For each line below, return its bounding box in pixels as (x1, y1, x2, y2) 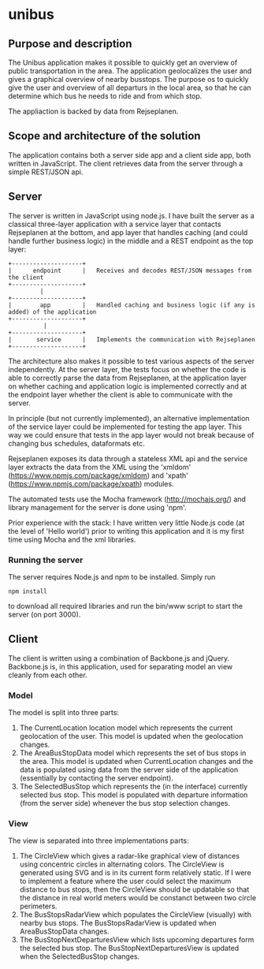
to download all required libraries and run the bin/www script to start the (8, 601, 243, 610)
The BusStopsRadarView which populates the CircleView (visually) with (19, 910, 252, 919)
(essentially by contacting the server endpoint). (19, 773, 173, 783)
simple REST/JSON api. (8, 167, 84, 177)
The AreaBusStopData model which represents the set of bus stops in (19, 748, 247, 758)
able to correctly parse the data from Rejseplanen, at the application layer (8, 373, 247, 382)
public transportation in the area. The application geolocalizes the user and (8, 66, 252, 76)
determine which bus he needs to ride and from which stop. (8, 91, 203, 100)
